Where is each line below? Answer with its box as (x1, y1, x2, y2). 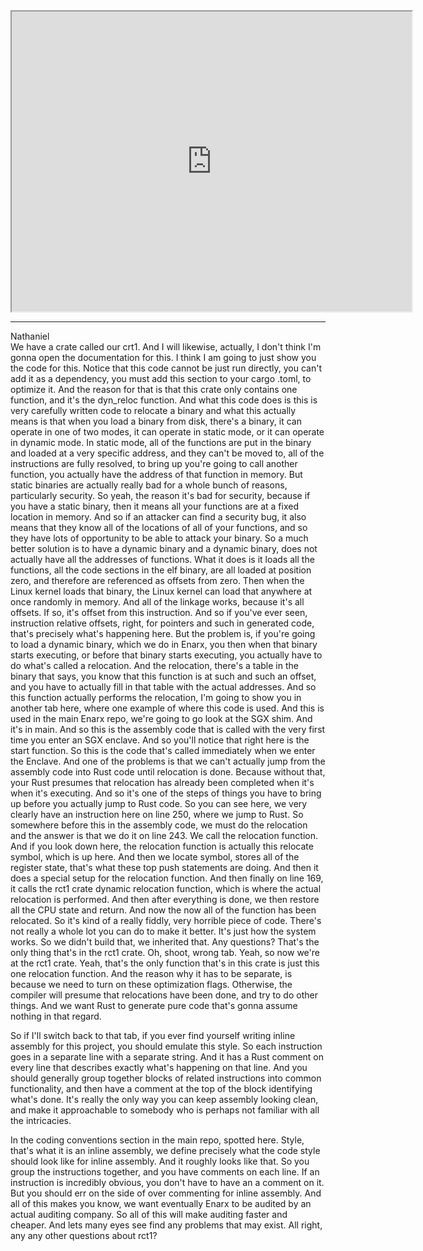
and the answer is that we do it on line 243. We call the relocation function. (10, 830, 319, 841)
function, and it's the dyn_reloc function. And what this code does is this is (10, 394, 318, 406)
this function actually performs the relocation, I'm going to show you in (10, 692, 302, 703)
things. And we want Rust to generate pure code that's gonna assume (10, 1000, 298, 1011)
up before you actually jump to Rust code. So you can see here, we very (10, 798, 308, 809)
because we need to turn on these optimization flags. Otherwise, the (10, 979, 293, 990)
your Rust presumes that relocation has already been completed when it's (10, 777, 315, 788)
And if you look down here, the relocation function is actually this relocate (10, 840, 314, 852)
